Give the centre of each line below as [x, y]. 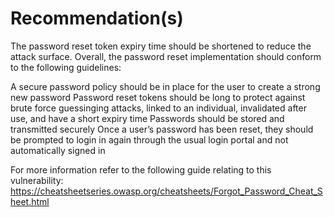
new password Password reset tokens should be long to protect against [158, 97]
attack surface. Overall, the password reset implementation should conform [166, 56]
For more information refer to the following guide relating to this [141, 169]
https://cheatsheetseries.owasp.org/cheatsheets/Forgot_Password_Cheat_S [166, 191]
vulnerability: [37, 180]
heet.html [30, 201]
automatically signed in [58, 150]
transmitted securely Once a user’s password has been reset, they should [162, 129]
